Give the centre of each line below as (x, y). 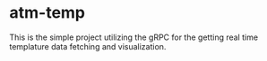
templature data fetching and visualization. (88, 46)
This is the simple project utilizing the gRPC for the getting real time (133, 37)
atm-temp (47, 13)
